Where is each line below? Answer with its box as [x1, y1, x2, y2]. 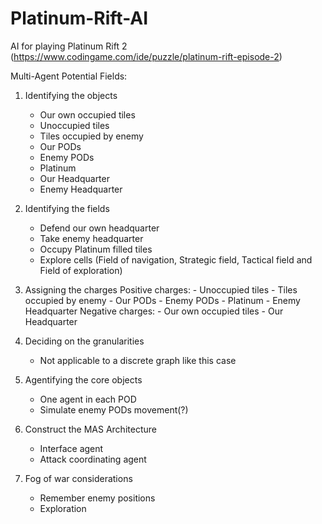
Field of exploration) [39, 264, 123, 276]
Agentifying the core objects [24, 373, 143, 386]
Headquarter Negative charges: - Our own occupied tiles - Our [24, 305, 284, 317]
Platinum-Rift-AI [10, 7, 149, 30]
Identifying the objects [24, 89, 118, 101]
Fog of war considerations [24, 472, 133, 484]
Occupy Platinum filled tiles [39, 243, 153, 255]
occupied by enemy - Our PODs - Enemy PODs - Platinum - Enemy [24, 294, 301, 306]
